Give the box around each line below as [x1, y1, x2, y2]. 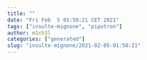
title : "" [7, 10, 36, 17]
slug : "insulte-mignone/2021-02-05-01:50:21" [7, 42, 141, 49]
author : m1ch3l [7, 29, 51, 37]
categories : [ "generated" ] [7, 36, 85, 43]
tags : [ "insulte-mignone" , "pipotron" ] [7, 23, 123, 30]
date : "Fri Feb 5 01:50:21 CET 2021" [7, 17, 119, 23]
